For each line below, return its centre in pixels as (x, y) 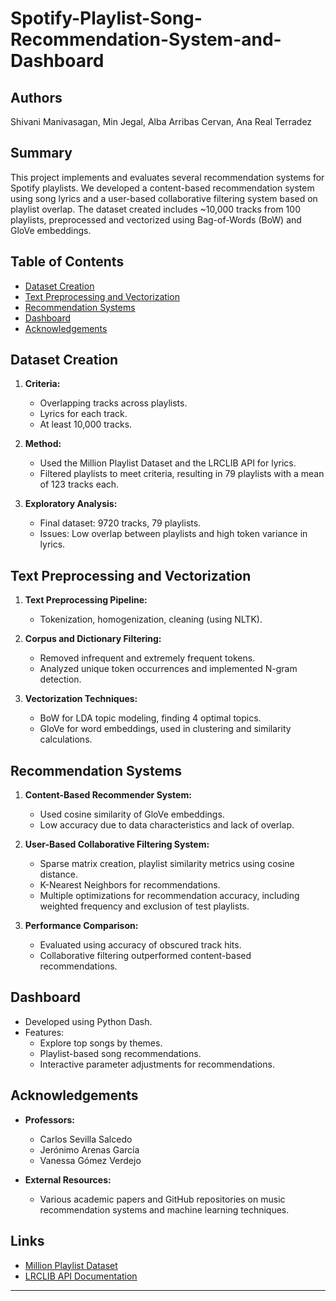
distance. (58, 874)
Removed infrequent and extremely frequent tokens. (147, 658)
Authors (36, 97)
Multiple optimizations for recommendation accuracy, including (169, 896)
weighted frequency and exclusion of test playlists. (144, 906)
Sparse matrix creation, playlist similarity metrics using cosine (167, 864)
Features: (44, 1032)
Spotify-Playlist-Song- (106, 18)
